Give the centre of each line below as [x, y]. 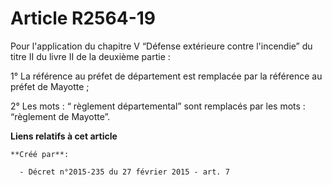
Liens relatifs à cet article [64, 136]
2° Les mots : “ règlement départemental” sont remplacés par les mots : [158, 106]
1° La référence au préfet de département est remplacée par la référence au [166, 76]
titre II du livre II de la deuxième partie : [90, 56]
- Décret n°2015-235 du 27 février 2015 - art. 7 [124, 172]
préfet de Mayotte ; [50, 86]
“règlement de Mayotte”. [60, 116]
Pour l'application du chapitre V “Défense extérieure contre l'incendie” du [161, 46]
